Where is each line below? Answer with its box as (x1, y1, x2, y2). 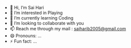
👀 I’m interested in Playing (9, 10, 63, 16)
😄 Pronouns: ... (9, 33, 42, 39)
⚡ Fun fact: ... (9, 38, 37, 44)
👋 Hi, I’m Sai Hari (9, 5, 44, 10)
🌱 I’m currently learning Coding (9, 15, 74, 21)
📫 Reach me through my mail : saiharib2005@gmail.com (9, 26, 126, 31)
